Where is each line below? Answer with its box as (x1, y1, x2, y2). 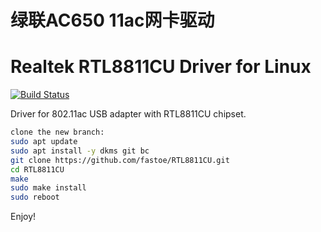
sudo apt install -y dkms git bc (10, 146, 150, 156)
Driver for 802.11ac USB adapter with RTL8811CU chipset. (10, 108, 247, 120)
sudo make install (10, 183, 87, 193)
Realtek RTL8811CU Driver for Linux (10, 56, 312, 78)
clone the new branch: (10, 127, 105, 138)
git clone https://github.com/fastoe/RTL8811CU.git (10, 155, 230, 165)
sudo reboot (10, 192, 60, 203)
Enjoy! (10, 211, 37, 223)
